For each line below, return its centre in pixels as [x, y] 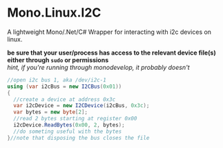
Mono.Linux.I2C [54, 13]
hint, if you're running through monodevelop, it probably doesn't [98, 67]
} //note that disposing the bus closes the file [78, 138]
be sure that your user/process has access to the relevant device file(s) [111, 53]
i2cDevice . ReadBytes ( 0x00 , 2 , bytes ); [69, 125]
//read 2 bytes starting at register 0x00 [75, 119]
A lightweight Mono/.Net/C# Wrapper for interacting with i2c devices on [109, 32]
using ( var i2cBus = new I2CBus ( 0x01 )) [65, 86]
